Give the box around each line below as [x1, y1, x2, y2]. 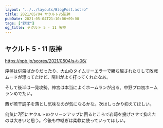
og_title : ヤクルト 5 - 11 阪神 [5, 25, 66, 30]
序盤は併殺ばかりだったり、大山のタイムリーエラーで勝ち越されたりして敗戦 [5, 68, 158, 74]
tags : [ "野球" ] [5, 21, 35, 26]
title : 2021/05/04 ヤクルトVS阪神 [5, 12, 71, 17]
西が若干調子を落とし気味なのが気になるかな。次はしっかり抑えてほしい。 [5, 101, 154, 107]
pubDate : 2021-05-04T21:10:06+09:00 [5, 16, 79, 21]
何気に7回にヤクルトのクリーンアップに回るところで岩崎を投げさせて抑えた [5, 111, 157, 117]
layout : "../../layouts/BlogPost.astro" [5, 7, 89, 12]
